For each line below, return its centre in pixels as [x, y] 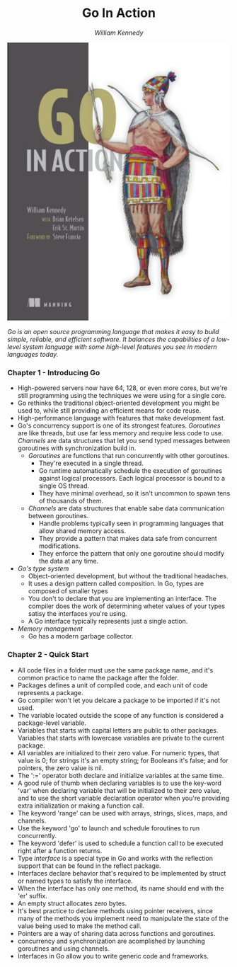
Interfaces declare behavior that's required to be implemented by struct [122, 873]
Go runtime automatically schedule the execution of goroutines [131, 471]
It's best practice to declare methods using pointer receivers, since [115, 910]
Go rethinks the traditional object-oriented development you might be [118, 403]
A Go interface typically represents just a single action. [108, 622]
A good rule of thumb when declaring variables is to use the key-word [119, 783]
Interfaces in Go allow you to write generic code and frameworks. [113, 956]
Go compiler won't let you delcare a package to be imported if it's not [119, 700]
